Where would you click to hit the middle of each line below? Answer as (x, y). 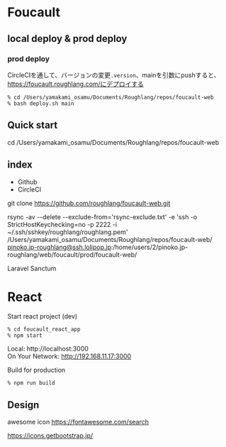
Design (23, 405)
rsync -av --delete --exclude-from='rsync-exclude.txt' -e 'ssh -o (102, 216)
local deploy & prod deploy (67, 39)
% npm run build (31, 383)
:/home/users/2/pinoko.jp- (149, 247)
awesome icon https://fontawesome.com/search (78, 422)
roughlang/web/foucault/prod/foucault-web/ (72, 254)
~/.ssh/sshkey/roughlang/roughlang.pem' (68, 232)
